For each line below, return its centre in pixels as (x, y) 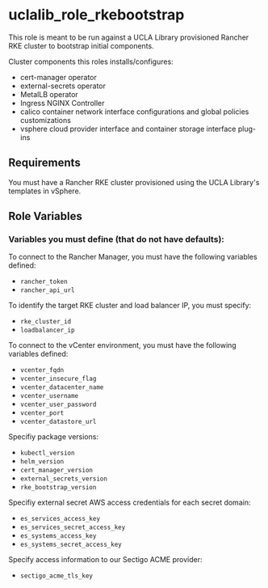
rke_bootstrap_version (58, 488)
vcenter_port (42, 413)
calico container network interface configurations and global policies (134, 112)
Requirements (44, 163)
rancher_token (44, 282)
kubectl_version (47, 453)
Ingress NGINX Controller (62, 103)
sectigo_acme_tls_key (56, 576)
